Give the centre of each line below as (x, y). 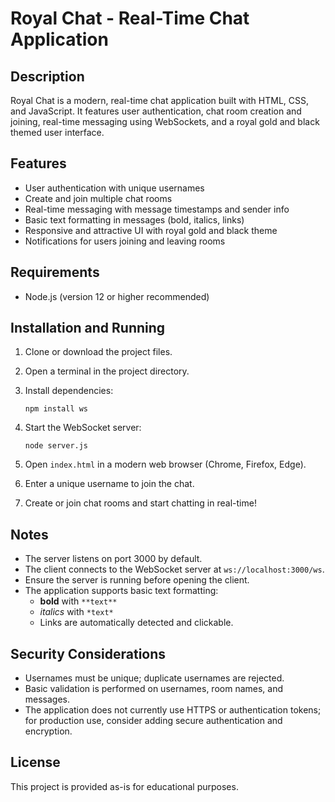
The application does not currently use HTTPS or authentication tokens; (173, 710)
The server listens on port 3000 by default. (113, 559)
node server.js (56, 446)
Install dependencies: (69, 391)
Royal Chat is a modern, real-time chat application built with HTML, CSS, (160, 100)
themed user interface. (57, 132)
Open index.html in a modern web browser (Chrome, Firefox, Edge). (165, 464)
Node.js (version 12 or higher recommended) (117, 296)
